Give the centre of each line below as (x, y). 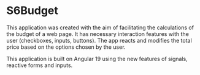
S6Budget (32, 11)
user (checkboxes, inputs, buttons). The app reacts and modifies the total (99, 40)
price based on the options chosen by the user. (66, 47)
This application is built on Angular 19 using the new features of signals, (97, 59)
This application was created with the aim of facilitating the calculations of (100, 27)
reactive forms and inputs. (40, 65)
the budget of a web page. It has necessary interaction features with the (98, 34)
